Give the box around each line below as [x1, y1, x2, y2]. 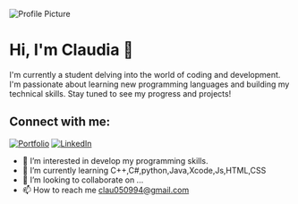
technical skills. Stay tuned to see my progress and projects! [9, 88, 232, 98]
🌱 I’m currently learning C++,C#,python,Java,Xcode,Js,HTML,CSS [21, 165, 267, 175]
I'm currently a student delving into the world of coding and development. [9, 69, 281, 80]
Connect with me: [9, 115, 111, 130]
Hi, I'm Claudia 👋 [9, 40, 134, 60]
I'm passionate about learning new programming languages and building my [9, 79, 290, 89]
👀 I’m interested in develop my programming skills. [21, 155, 209, 166]
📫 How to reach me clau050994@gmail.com [21, 184, 190, 195]
